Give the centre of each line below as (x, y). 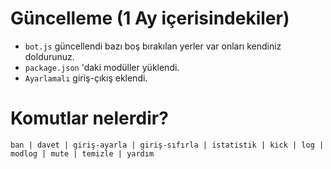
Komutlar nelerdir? (89, 118)
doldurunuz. (49, 56)
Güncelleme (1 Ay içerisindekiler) (150, 18)
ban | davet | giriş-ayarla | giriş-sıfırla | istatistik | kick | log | (167, 145)
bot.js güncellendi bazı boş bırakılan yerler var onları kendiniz (153, 46)
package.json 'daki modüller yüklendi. (102, 67)
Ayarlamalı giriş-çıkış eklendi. (86, 78)
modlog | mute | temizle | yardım (82, 153)
